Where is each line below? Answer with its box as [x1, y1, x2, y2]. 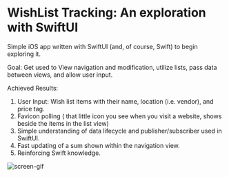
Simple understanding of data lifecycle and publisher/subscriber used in [17, 127, 222, 135]
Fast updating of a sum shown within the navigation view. [17, 141, 181, 149]
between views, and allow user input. [7, 71, 113, 79]
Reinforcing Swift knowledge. [17, 149, 101, 157]
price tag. [17, 104, 45, 113]
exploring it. [7, 50, 41, 58]
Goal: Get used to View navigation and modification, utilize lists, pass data [7, 63, 217, 71]
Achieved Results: [7, 84, 59, 92]
